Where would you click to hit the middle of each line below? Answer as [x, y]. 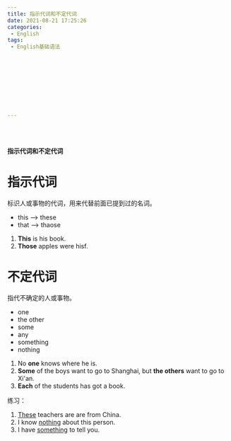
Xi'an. [26, 378]
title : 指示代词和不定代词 [42, 14]
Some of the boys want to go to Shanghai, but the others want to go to [121, 371]
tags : [15, 40]
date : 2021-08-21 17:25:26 [47, 21]
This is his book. [42, 239]
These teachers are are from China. [69, 414]
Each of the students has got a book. [71, 386]
